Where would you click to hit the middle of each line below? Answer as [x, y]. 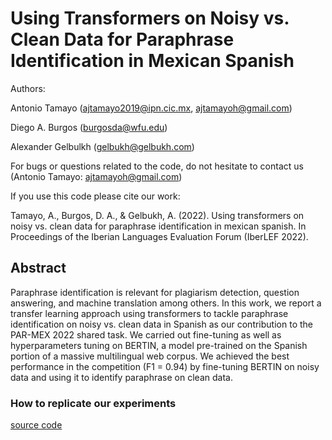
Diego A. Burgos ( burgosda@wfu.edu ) [89, 127]
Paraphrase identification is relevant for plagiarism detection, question [155, 292]
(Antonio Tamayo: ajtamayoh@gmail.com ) [96, 176]
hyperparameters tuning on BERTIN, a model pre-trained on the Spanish [159, 345]
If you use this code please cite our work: [95, 196]
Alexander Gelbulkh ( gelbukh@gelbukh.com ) [102, 146]
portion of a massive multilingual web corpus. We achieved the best [150, 356]
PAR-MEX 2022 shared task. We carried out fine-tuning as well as [146, 334]
